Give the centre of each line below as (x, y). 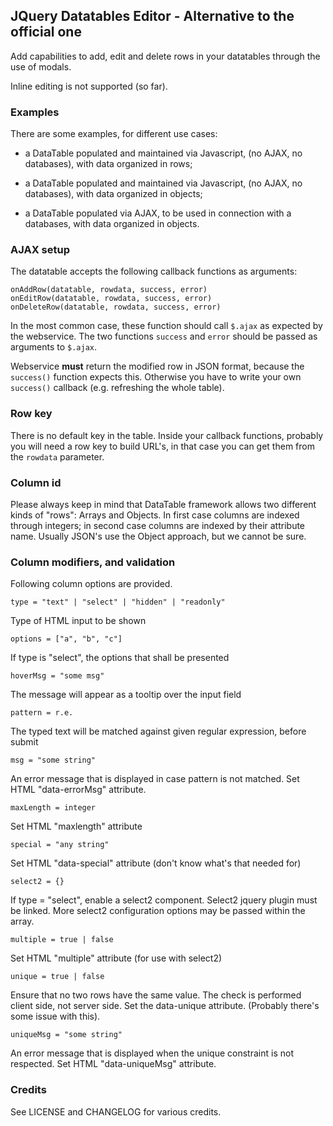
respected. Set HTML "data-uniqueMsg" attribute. (113, 1064)
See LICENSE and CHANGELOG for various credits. (116, 1111)
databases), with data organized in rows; (108, 164)
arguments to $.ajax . (54, 347)
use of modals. (41, 66)
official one (46, 32)
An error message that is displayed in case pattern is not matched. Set (155, 779)
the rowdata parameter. (57, 456)
